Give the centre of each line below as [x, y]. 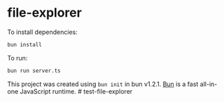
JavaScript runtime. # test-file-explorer [76, 91]
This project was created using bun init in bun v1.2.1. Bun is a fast [103, 84]
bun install [24, 44]
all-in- [209, 84]
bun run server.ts [34, 71]
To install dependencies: [43, 32]
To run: [17, 58]
